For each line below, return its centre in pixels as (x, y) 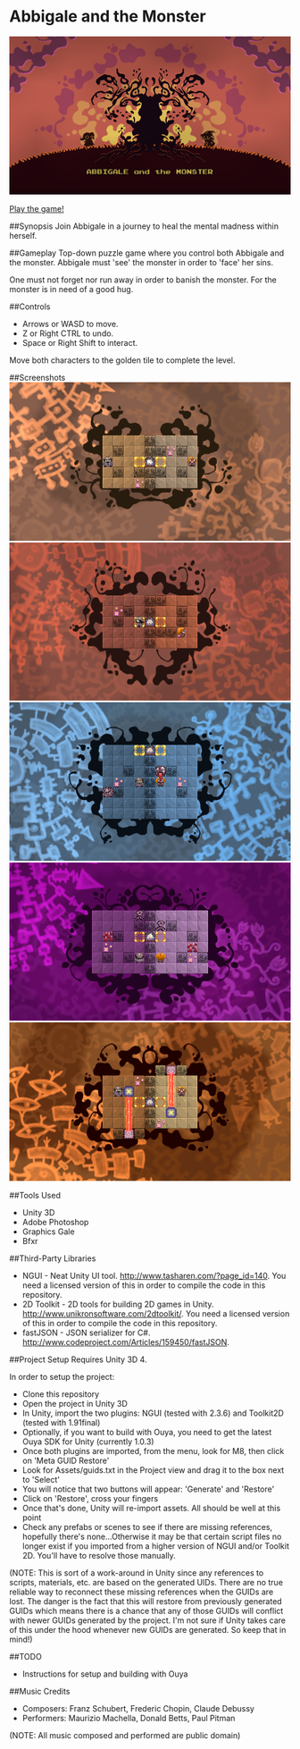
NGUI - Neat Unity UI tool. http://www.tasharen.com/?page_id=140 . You (154, 1275)
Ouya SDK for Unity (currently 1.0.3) (88, 1442)
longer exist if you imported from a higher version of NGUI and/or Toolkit (156, 1546)
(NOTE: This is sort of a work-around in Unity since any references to (137, 1572)
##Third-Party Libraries (53, 1258)
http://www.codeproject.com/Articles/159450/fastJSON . (126, 1341)
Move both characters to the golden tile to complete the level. (122, 360)
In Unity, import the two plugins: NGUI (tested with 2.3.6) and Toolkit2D (153, 1413)
